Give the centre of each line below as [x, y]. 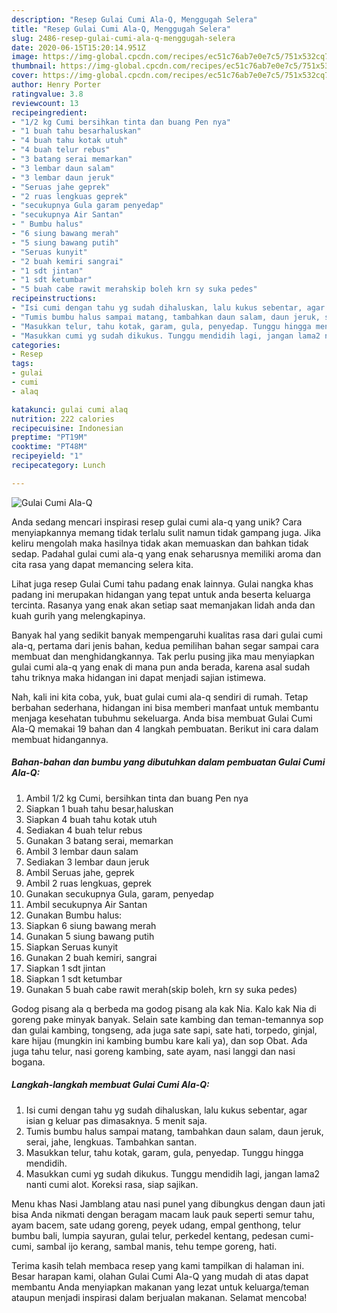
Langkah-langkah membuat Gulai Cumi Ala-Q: [110, 1085]
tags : [22, 364]
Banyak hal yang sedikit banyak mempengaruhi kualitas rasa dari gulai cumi [167, 635]
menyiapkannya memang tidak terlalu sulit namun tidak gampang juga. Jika [166, 532]
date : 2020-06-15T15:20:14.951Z [78, 47]
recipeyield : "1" [47, 456]
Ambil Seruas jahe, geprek [80, 872]
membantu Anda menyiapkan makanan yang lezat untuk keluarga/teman [160, 1287]
